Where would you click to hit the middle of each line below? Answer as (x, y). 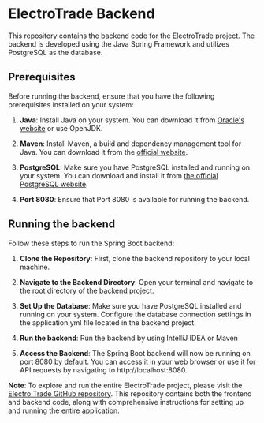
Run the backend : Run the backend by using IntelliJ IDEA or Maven (129, 338)
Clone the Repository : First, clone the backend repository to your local (135, 258)
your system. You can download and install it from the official (119, 175)
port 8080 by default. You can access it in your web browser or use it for (138, 361)
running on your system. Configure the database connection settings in (135, 314)
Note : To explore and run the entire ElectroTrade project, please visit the (125, 385)
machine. (35, 267)
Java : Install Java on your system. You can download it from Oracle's (132, 120)
